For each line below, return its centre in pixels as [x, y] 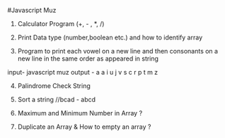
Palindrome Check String [54, 86]
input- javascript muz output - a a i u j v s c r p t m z [83, 72]
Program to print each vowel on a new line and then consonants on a [117, 51]
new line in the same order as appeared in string [88, 58]
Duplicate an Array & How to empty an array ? [84, 127]
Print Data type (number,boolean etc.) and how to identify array [110, 37]
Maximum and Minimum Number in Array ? [80, 113]
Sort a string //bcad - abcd [57, 99]
